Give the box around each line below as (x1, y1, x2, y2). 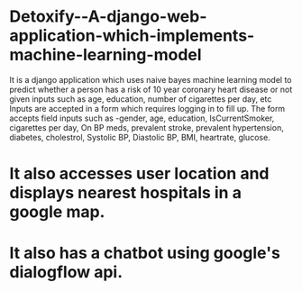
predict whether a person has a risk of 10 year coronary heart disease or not (9, 84, 293, 95)
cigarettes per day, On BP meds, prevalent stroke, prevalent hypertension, (9, 122, 284, 132)
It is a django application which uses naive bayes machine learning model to (9, 74, 292, 85)
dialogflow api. (9, 262, 124, 283)
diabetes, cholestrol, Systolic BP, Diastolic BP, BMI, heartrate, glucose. (9, 132, 270, 142)
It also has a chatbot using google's (9, 243, 281, 263)
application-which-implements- (9, 25, 255, 46)
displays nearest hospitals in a (9, 183, 242, 204)
